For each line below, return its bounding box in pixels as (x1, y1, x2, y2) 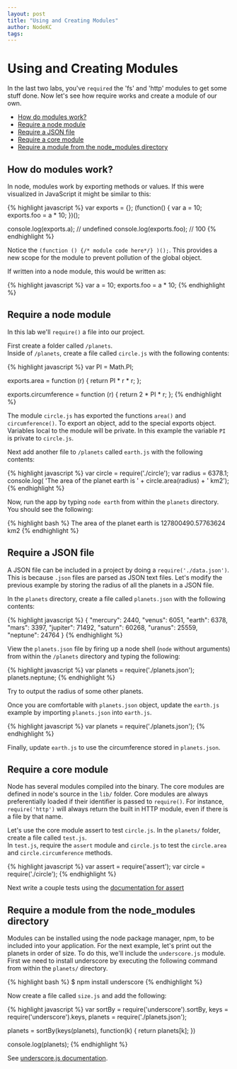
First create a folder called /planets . (7, 341, 113, 350)
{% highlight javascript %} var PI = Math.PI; (7, 362, 134, 371)
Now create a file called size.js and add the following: (7, 992, 167, 1000)
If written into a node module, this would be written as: (7, 267, 166, 275)
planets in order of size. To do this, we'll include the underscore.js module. (7, 949, 226, 958)
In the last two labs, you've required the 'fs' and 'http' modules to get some (7, 84, 227, 93)
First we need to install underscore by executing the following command (7, 956, 218, 965)
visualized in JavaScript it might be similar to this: (7, 190, 151, 198)
